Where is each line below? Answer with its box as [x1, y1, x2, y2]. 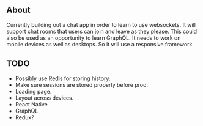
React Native [15, 100, 48, 108]
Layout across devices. [15, 94, 74, 102]
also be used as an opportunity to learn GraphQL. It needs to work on [6, 34, 182, 42]
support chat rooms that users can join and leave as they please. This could [6, 28, 197, 35]
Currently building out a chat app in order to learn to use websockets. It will [6, 21, 196, 28]
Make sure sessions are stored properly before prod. [15, 81, 149, 88]
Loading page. [15, 87, 52, 95]
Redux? [15, 113, 35, 121]
